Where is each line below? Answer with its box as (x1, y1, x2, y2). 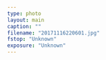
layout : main (7, 17, 45, 23)
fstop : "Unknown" (7, 36, 57, 43)
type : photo (7, 10, 41, 17)
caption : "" (7, 23, 41, 30)
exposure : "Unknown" (7, 42, 67, 49)
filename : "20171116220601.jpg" (7, 29, 100, 37)
